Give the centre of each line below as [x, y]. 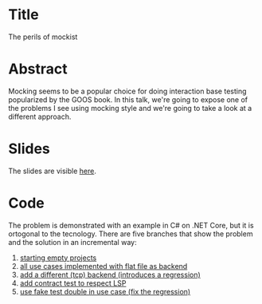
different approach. [40, 116]
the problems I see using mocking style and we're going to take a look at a [130, 108]
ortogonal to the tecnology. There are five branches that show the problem [131, 234]
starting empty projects [58, 258]
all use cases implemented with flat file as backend [104, 266]
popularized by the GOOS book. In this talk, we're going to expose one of [128, 99]
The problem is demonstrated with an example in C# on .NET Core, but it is [131, 225]
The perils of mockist [43, 37]
